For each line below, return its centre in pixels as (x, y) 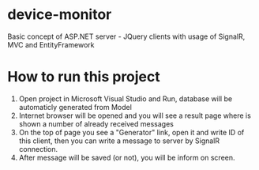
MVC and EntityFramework (51, 44)
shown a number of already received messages (96, 123)
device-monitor (60, 15)
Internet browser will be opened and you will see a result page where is (135, 115)
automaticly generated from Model (75, 107)
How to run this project (84, 77)
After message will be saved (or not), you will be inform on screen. (127, 157)
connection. (38, 149)
